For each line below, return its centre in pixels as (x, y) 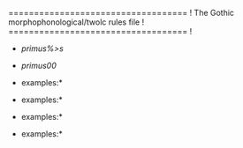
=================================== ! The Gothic (121, 13)
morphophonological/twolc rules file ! (76, 22)
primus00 (38, 66)
